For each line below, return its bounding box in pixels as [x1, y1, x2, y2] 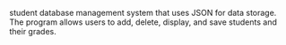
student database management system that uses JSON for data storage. [9, 8, 277, 18]
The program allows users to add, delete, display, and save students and [9, 17, 278, 27]
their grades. [9, 26, 56, 36]
